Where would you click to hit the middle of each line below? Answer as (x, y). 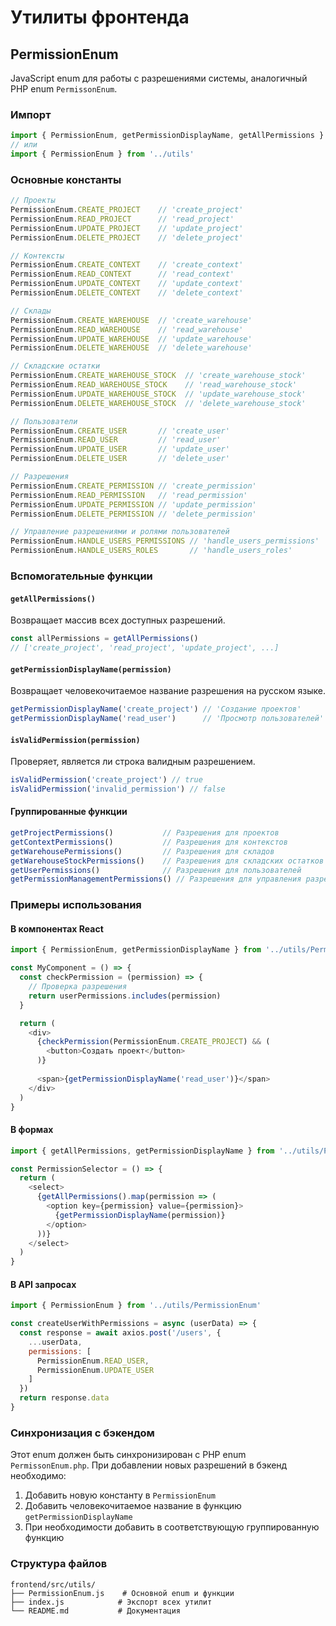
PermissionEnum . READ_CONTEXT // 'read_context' (122, 274)
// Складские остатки (55, 366)
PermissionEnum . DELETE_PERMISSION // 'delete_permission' (133, 514)
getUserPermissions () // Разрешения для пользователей (156, 870)
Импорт (31, 114)
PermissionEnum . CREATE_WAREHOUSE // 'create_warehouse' (131, 320)
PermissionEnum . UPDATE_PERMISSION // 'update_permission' (133, 504)
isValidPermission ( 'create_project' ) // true (106, 780)
